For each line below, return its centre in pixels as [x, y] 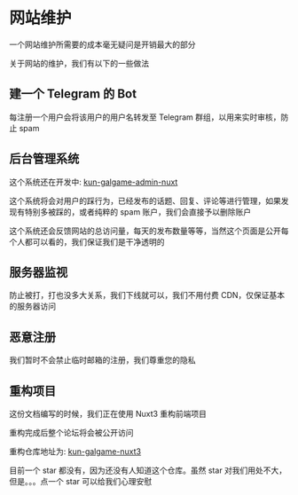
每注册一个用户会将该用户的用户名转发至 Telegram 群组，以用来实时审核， [145, 117]
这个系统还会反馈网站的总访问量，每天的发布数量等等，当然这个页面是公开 [145, 231]
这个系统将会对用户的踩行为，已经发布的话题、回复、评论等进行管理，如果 [145, 200]
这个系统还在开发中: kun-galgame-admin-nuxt [94, 182]
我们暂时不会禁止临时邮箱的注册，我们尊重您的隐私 [102, 360]
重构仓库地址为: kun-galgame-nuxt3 [75, 452]
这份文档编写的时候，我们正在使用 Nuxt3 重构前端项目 [108, 414]
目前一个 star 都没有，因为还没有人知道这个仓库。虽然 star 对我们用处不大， [148, 470]
